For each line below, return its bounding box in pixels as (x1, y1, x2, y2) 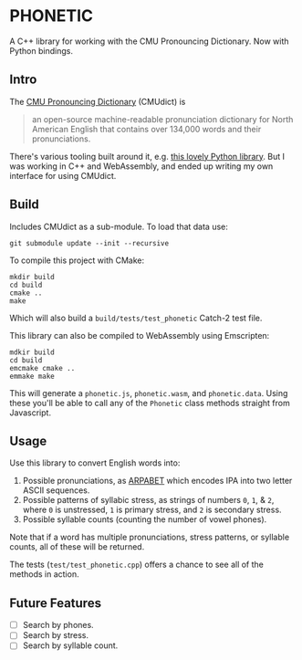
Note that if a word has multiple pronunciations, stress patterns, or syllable (9, 531, 290, 543)
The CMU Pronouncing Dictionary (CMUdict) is (9, 96, 186, 107)
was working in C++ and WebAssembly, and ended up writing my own (9, 161, 274, 172)
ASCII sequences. (22, 485, 90, 496)
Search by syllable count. (22, 640, 119, 651)
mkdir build (9, 272, 55, 281)
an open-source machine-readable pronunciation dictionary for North (31, 113, 294, 124)
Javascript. (9, 407, 52, 418)
